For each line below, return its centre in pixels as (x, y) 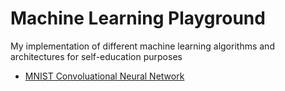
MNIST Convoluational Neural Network (104, 76)
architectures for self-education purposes (96, 56)
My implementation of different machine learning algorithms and (142, 46)
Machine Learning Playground (138, 18)
